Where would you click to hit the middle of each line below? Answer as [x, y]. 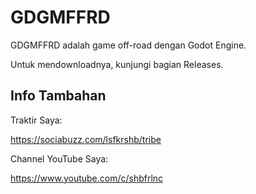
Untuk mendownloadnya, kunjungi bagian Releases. [117, 64]
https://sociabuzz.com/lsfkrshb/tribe [86, 139]
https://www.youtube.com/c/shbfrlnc [87, 178]
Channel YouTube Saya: [59, 158]
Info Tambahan [58, 96]
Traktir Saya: [36, 120]
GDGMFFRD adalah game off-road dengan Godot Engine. [128, 45]
